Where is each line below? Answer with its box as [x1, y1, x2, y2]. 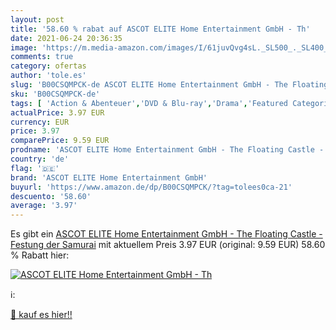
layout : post [10, 14, 65, 25]
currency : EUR [10, 117, 70, 127]
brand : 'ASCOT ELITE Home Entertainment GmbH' [10, 172, 208, 183]
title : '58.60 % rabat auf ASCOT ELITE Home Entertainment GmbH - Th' [10, 24, 311, 34]
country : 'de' [10, 154, 70, 164]
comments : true [10, 52, 74, 62]
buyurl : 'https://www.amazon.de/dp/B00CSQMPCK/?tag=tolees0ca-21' [10, 182, 293, 192]
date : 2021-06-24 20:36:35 [10, 33, 123, 43]
